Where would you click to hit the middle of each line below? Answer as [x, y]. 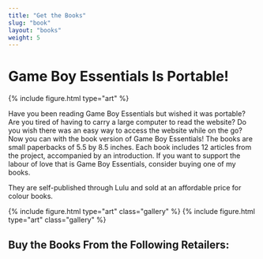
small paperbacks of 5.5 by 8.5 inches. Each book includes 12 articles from [130, 148]
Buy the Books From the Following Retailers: [119, 244]
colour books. [31, 196]
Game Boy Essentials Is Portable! [118, 77]
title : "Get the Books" [47, 15]
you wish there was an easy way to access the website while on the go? [125, 130]
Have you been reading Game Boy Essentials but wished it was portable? [127, 114]
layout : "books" [35, 30]
